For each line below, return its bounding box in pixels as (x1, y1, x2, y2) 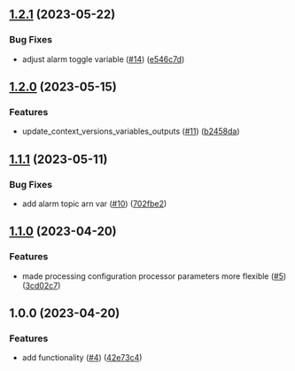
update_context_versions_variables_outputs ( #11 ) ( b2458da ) (21, 126, 241, 136)
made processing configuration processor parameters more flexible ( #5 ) (21, 270, 287, 282)
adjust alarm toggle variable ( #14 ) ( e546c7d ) (21, 53, 185, 65)
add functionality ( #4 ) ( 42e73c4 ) (21, 352, 143, 363)
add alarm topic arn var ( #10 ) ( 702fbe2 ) (21, 198, 167, 209)
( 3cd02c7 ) (21, 280, 61, 290)
